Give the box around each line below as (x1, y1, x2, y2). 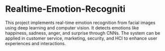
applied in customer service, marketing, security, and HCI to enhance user (5, 35, 158, 41)
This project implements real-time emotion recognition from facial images (5, 20, 156, 25)
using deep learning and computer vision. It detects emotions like (5, 25, 139, 30)
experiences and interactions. (5, 40, 66, 46)
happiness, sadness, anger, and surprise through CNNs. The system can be (5, 30, 161, 36)
